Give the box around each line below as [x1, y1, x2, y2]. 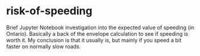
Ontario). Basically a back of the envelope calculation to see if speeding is [6, 30, 189, 37]
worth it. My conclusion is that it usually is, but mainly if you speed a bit [6, 36, 182, 43]
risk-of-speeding [6, 4, 93, 18]
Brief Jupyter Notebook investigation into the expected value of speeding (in [6, 24, 195, 31]
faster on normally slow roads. [6, 43, 81, 50]
